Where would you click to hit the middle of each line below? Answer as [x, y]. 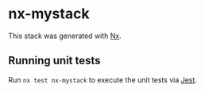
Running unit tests [54, 61]
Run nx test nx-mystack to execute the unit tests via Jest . [102, 79]
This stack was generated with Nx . [65, 36]
